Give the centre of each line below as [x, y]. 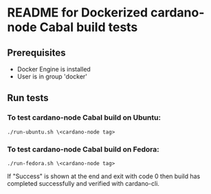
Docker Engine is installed [54, 69]
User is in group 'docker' [52, 76]
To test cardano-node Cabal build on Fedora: [83, 149]
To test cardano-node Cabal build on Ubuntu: [84, 118]
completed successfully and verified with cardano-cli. [84, 183]
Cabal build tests [89, 27]
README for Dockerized [78, 13]
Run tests [28, 98]
